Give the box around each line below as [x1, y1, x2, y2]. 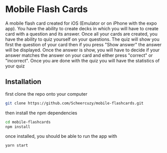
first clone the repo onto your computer [5, 91, 88, 97]
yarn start [5, 143, 28, 148]
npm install [5, 124, 30, 129]
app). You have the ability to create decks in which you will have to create [5, 25, 158, 31]
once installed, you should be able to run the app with [5, 133, 117, 139]
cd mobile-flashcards [5, 119, 51, 124]
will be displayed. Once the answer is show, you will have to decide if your [5, 47, 160, 53]
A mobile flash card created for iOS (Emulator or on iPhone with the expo [5, 20, 157, 26]
